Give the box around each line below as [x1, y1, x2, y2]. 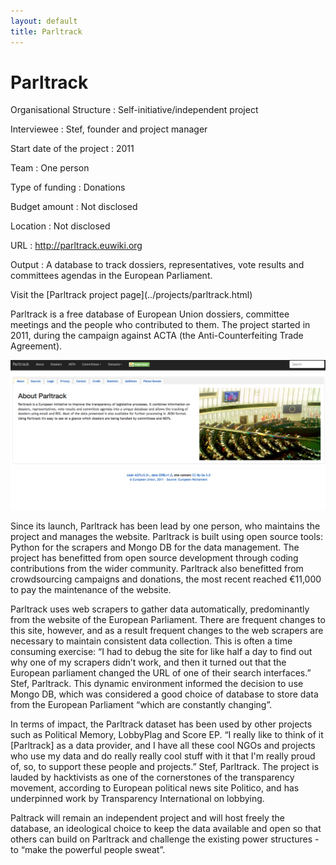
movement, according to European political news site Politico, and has [10, 782, 300, 794]
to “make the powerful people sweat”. [10, 844, 166, 856]
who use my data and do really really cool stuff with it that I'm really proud [10, 750, 316, 762]
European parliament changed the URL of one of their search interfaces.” [10, 667, 312, 679]
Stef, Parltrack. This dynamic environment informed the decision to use [10, 678, 304, 690]
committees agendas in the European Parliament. [10, 270, 213, 282]
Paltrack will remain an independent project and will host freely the [10, 812, 285, 824]
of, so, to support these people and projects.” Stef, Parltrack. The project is [10, 761, 320, 773]
